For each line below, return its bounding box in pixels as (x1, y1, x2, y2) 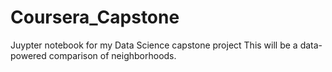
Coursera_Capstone (10, 6, 180, 29)
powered (10, 49, 47, 61)
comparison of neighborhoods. (48, 49, 177, 61)
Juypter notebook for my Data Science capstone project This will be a (10, 39, 298, 51)
